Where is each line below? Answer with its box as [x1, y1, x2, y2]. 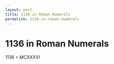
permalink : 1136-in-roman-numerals [5, 16, 79, 21]
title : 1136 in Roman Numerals [5, 12, 70, 17]
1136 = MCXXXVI [5, 54, 40, 60]
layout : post [5, 7, 32, 12]
